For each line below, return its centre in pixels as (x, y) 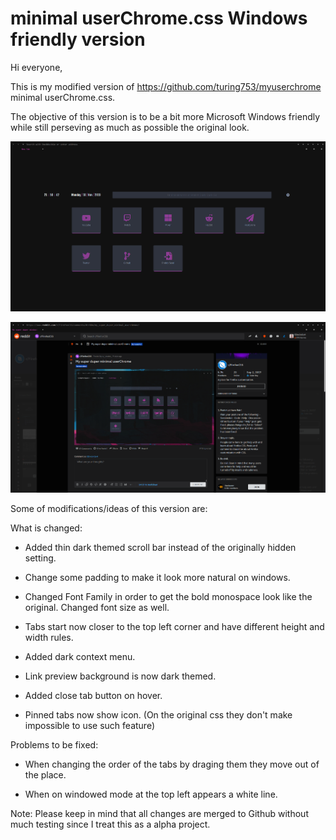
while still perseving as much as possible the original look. (130, 127)
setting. (40, 558)
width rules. (49, 638)
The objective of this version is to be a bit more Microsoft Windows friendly (165, 116)
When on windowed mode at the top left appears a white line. (151, 794)
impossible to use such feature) (90, 726)
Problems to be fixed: (54, 745)
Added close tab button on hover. (93, 696)
